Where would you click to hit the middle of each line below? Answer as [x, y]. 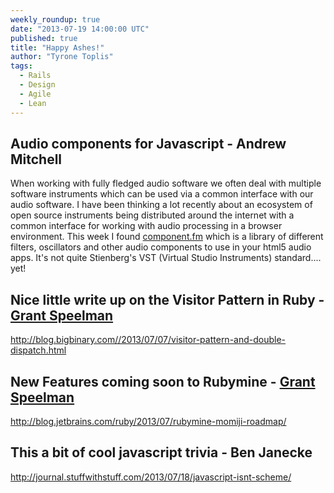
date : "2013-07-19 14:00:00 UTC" [80, 29]
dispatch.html [38, 350]
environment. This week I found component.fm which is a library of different [167, 237]
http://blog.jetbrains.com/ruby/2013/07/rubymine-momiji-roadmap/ [148, 421]
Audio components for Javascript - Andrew [148, 143]
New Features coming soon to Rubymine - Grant [163, 381]
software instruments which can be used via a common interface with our [162, 194]
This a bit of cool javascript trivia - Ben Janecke [161, 452]
